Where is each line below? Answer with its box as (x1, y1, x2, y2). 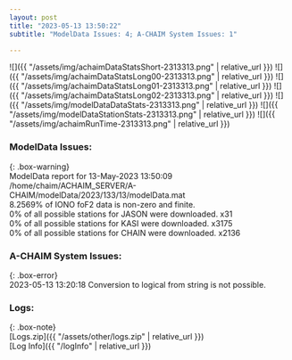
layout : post (9, 12, 58, 22)
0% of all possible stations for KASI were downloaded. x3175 (9, 217, 233, 228)
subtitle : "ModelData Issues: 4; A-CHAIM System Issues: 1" (9, 29, 238, 38)
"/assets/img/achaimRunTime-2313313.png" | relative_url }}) (9, 119, 230, 129)
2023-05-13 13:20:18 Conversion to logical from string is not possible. (9, 279, 266, 290)
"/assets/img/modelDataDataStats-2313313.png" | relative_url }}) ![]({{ (21, 100, 279, 110)
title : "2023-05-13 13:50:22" (9, 21, 122, 30)
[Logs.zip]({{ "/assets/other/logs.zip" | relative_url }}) (9, 331, 204, 342)
